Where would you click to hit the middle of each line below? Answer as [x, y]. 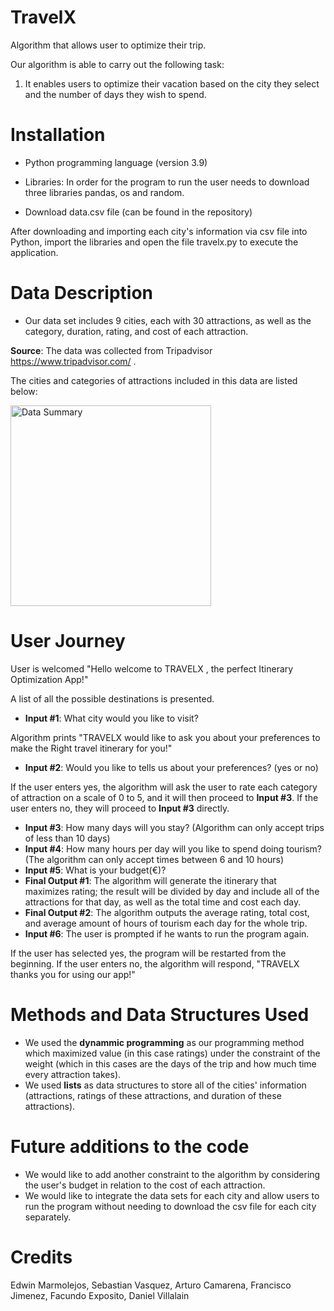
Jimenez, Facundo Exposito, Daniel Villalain [100, 1295]
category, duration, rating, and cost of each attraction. [136, 331]
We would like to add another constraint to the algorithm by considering [172, 1174]
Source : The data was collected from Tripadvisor [111, 350]
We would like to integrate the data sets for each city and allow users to [172, 1195]
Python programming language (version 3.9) [116, 162]
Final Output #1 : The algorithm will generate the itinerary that [150, 880]
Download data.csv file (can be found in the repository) [138, 212]
